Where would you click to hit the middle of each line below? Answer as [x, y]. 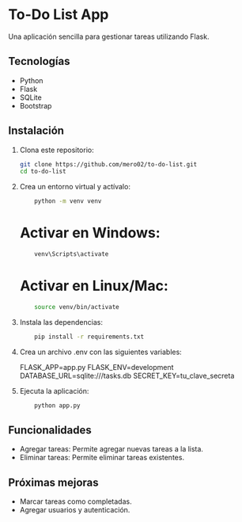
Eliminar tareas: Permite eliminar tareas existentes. [102, 458]
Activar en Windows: [90, 233]
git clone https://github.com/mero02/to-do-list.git [108, 164]
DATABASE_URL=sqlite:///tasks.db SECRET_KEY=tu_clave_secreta [127, 375]
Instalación [36, 131]
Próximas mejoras [53, 482]
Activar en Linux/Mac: [94, 286]
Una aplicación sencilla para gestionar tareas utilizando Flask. [109, 36]
